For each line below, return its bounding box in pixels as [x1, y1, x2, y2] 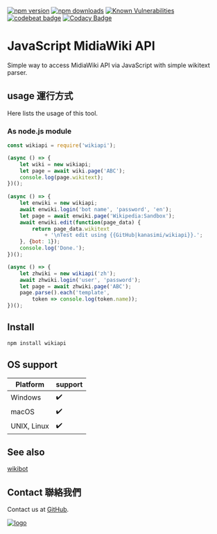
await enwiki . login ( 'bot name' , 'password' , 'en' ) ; [19, 206, 172, 213]
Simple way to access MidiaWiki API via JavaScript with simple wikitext [7, 61, 210, 69]
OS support [7, 359, 58, 371]
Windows [10, 393, 42, 402]
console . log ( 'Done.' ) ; [19, 244, 85, 252]
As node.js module [7, 126, 71, 136]
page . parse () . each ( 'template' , [19, 290, 110, 296]
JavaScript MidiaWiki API [7, 38, 156, 54]
